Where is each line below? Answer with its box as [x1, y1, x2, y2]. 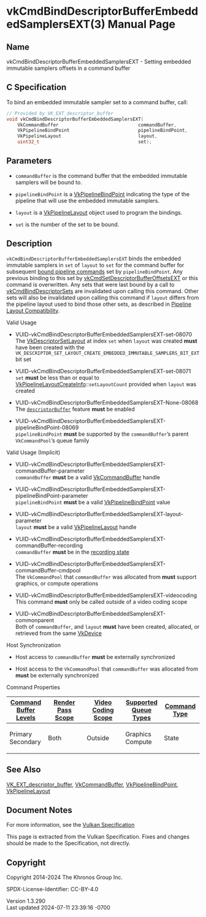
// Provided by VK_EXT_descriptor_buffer [6, 110, 114, 116]
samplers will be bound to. [15, 178, 83, 186]
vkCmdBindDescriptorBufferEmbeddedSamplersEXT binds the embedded [6, 254, 181, 262]
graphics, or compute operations [15, 579, 99, 587]
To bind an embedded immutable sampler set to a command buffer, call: [6, 98, 188, 105]
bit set [15, 356, 32, 363]
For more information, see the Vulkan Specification [6, 821, 135, 829]
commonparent [15, 616, 55, 623]
